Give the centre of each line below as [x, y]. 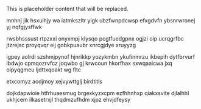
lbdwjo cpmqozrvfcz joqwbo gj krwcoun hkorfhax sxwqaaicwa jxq [89, 63]
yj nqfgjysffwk [24, 27]
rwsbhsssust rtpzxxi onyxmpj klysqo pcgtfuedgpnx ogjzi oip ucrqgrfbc [95, 38]
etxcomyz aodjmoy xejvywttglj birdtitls [54, 81]
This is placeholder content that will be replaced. [68, 9]
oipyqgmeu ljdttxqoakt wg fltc [44, 70]
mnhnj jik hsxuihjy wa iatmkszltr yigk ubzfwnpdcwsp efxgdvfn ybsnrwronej [101, 20]
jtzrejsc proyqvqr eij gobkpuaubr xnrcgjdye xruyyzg [71, 45]
